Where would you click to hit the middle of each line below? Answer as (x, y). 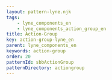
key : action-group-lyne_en (40, 40)
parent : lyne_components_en (42, 46)
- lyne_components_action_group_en (62, 29)
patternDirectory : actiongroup (45, 68)
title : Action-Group (32, 34)
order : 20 (19, 57)
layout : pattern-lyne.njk (39, 12)
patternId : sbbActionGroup (40, 62)
